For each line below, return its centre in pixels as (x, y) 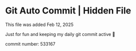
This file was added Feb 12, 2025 (39, 24)
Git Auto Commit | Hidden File (68, 11)
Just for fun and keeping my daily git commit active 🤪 (60, 34)
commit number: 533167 (30, 44)
